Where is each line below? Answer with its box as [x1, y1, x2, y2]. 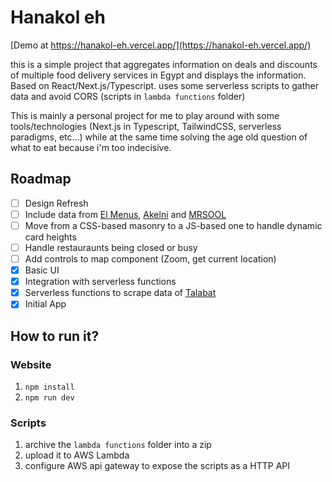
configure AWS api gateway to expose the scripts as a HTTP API [24, 460, 291, 472]
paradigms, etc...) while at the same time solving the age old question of [10, 131, 308, 143]
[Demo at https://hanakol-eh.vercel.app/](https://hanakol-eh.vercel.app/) [10, 39, 312, 51]
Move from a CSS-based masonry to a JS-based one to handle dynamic [24, 219, 323, 231]
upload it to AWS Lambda [24, 449, 130, 461]
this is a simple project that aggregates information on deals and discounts [10, 58, 318, 70]
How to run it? [10, 327, 100, 345]
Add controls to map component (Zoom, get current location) [24, 253, 277, 265]
